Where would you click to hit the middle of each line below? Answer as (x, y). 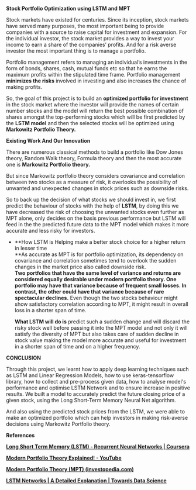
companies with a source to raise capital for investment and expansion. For (97, 32)
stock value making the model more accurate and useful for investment (100, 340)
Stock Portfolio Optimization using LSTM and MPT (68, 8)
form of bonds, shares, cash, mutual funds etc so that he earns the (87, 68)
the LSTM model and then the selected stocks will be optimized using (90, 123)
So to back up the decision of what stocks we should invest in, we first (91, 199)
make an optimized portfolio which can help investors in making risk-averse (97, 418)
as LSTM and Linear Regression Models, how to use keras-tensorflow (90, 375)
